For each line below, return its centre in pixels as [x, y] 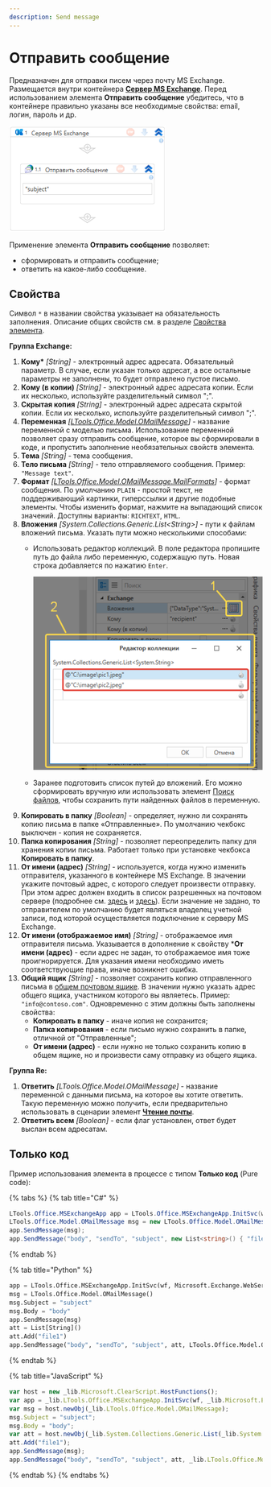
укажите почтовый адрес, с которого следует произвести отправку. [138, 884]
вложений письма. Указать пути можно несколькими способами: [134, 533]
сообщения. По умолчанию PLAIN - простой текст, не [112, 490]
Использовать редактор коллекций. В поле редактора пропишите [146, 548]
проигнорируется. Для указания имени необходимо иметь [122, 960]
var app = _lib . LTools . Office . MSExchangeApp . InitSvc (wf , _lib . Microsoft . [135, 1400]
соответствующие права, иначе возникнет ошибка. [109, 969]
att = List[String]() [45, 1328]
